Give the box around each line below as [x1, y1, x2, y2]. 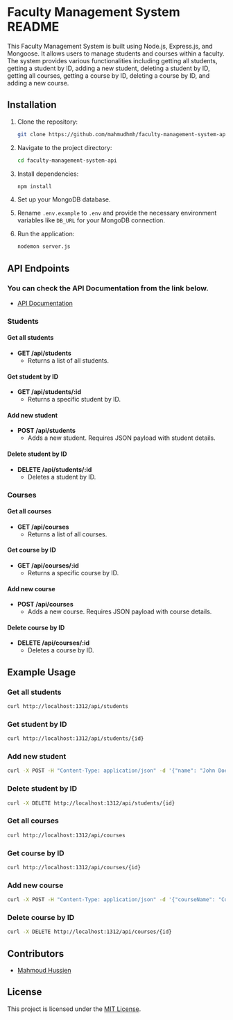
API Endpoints [7, 262, 70, 274]
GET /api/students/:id [17, 388, 82, 396]
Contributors [7, 948, 64, 960]
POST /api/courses [17, 600, 74, 609]
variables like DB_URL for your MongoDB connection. [17, 216, 165, 224]
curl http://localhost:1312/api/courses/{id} [7, 864, 141, 871]
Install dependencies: [17, 170, 79, 178]
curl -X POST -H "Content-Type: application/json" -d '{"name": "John [7, 767, 216, 775]
